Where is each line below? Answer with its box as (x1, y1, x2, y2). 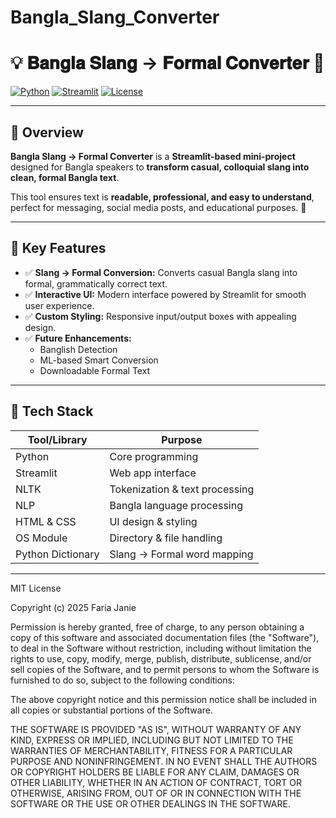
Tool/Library (27, 432, 88, 446)
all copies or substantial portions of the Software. (10, 704, 213, 716)
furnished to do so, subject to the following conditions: (10, 674, 235, 686)
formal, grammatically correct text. (24, 277, 168, 290)
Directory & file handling (109, 531, 223, 545)
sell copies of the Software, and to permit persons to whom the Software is (10, 663, 320, 675)
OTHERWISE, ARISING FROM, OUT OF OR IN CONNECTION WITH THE (10, 787, 302, 799)
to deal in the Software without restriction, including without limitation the (10, 642, 312, 654)
